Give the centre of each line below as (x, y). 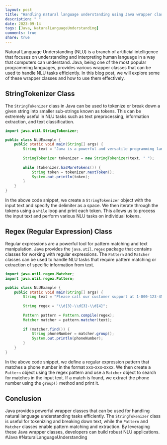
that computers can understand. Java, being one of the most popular (76, 62)
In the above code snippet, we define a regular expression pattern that (77, 362)
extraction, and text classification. (40, 121)
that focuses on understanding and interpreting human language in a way (80, 57)
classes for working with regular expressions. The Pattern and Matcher (78, 254)
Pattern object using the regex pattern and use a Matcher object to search (81, 372)
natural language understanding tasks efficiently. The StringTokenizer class (83, 416)
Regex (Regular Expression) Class (59, 232)
